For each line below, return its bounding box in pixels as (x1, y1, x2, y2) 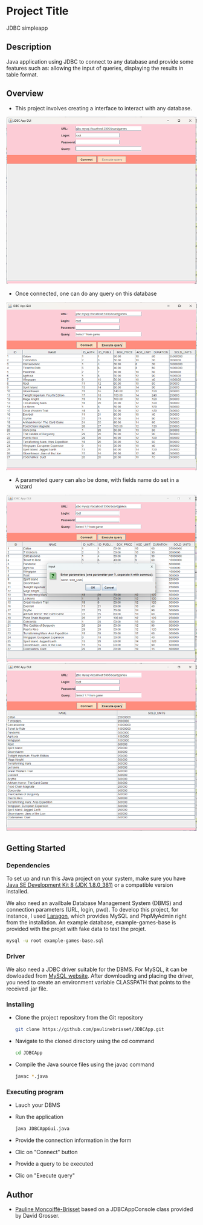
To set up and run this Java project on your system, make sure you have (6, 875, 186, 882)
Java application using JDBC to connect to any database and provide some (6, 58, 194, 65)
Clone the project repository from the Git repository (14, 1014, 143, 1021)
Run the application (14, 1113, 63, 1121)
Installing (6, 1000, 34, 1009)
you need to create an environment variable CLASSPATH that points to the (6, 979, 191, 986)
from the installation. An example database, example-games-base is (6, 918, 176, 926)
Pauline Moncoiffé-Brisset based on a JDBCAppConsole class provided (14, 1205, 193, 1213)
